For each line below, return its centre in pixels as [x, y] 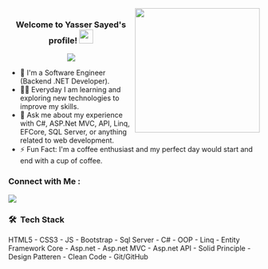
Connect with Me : [45, 181]
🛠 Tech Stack [37, 220]
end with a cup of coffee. [61, 161]
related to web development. [67, 140]
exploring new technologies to [69, 98]
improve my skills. [49, 107]
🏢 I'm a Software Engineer [63, 73]
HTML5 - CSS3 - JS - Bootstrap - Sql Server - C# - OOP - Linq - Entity [124, 240]
